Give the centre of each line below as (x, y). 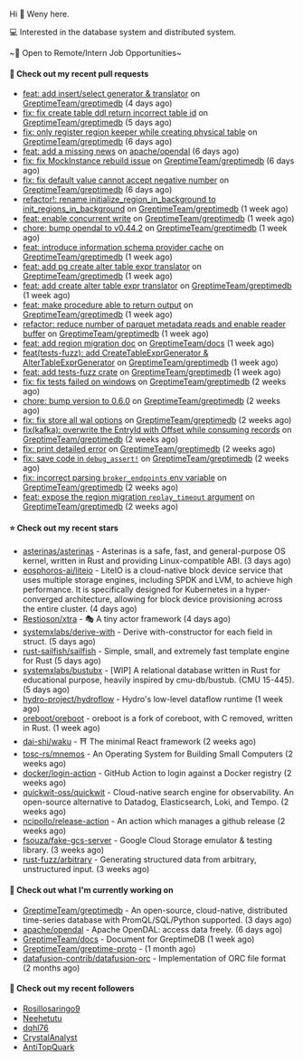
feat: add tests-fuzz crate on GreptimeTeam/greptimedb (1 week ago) (152, 372)
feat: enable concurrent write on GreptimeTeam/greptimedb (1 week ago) (158, 219)
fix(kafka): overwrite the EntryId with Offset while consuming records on (157, 430)
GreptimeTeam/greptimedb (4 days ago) (97, 103)
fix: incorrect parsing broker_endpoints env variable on (125, 478)
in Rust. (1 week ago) (62, 728)
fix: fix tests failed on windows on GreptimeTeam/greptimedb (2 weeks (154, 382)
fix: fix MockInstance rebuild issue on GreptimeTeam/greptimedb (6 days (158, 161)
